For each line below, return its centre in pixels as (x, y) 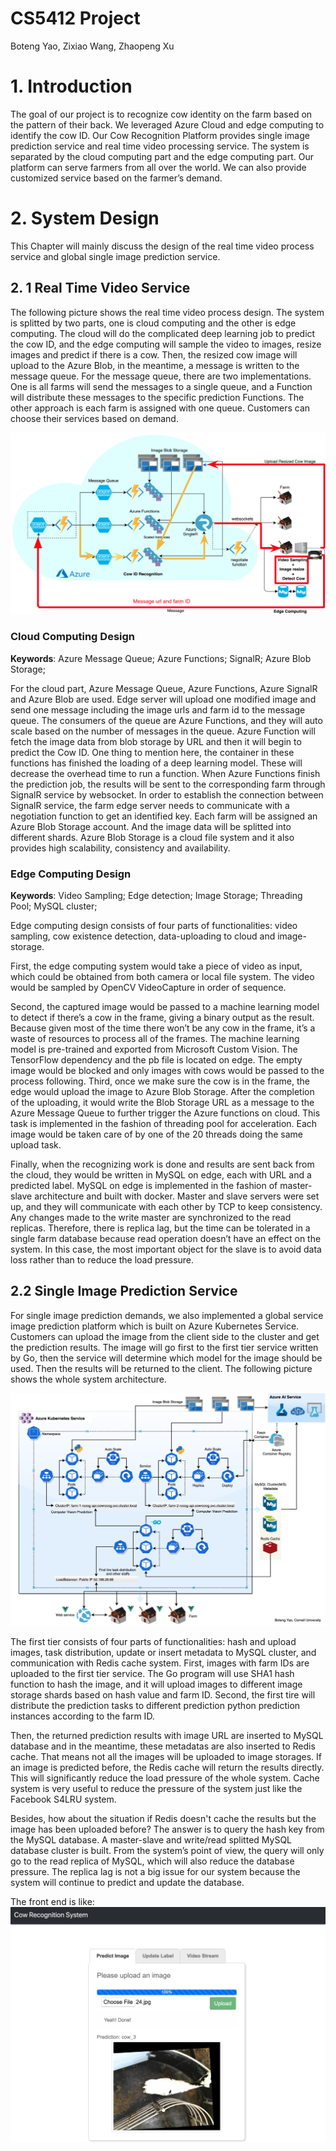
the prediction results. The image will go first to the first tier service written (164, 1347)
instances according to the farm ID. (82, 1716)
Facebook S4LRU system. (63, 1799)
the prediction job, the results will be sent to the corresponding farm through (168, 784)
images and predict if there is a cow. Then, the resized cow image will (154, 354)
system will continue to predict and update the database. (127, 1882)
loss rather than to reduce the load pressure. (102, 1260)
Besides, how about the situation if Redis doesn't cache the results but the (163, 1818)
